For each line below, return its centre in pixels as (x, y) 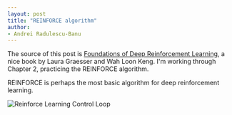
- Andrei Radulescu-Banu (44, 34)
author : (19, 27)
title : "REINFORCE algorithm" (52, 21)
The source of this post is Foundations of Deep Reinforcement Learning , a (116, 54)
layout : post (27, 14)
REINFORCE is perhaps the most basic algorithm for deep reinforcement (114, 83)
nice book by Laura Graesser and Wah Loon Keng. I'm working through (112, 62)
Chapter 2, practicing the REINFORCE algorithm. (78, 69)
